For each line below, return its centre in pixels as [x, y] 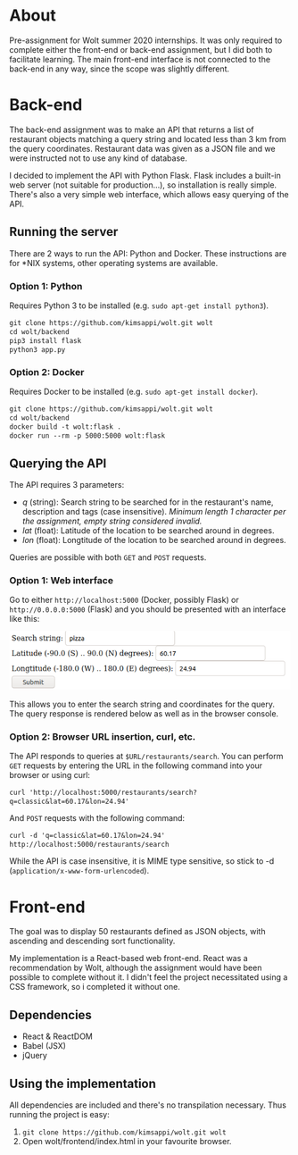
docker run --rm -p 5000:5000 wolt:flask [87, 436]
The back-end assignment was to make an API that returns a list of [132, 130]
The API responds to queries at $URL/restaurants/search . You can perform [146, 757]
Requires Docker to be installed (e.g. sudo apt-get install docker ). [134, 392]
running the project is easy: [59, 1115]
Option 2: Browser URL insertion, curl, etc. [103, 737]
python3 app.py [37, 349]
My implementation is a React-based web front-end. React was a [128, 958]
